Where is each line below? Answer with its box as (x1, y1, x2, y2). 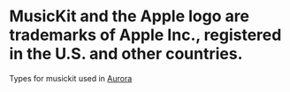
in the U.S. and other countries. (9, 44, 243, 64)
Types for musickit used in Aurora (9, 73, 133, 83)
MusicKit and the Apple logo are (9, 6, 250, 27)
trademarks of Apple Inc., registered (9, 25, 282, 45)
